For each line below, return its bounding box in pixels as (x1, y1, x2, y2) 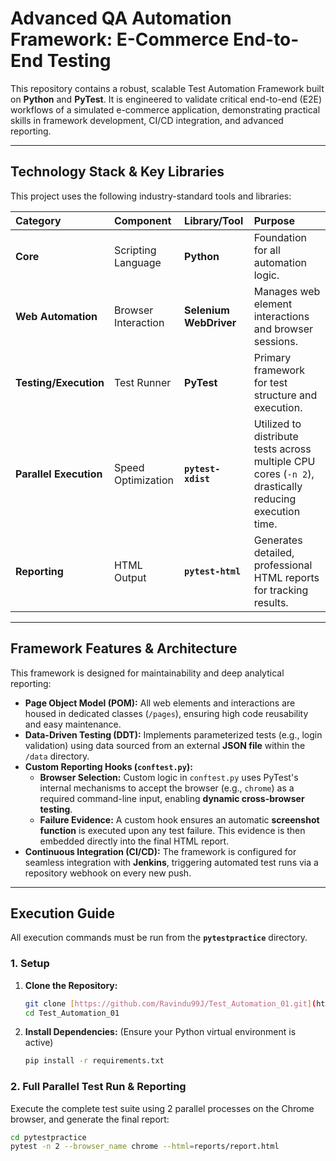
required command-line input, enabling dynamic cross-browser (39, 792, 305, 804)
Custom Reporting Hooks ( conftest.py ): (24, 760, 193, 772)
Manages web (253, 284, 321, 298)
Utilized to (253, 417, 302, 431)
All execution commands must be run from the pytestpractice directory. (10, 932, 308, 944)
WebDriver (184, 315, 237, 329)
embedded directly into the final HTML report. (39, 835, 230, 847)
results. (253, 595, 289, 609)
